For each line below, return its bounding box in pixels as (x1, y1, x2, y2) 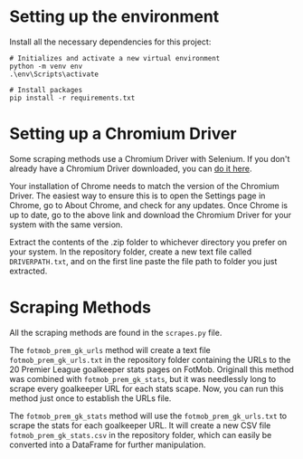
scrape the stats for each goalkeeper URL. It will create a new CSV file (9, 419, 271, 431)
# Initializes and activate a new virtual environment (9, 53, 221, 62)
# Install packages (9, 85, 83, 94)
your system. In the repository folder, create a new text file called (9, 246, 252, 257)
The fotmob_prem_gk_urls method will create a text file (9, 344, 211, 355)
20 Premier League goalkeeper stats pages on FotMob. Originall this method (9, 364, 294, 375)
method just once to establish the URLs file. (9, 392, 172, 404)
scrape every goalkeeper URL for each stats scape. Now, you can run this (9, 383, 284, 394)
